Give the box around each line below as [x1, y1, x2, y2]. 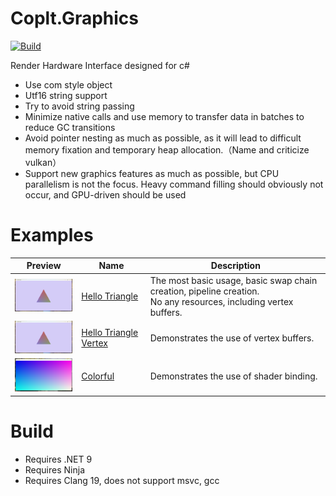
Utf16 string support [24, 89, 108, 101]
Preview [26, 260, 62, 272]
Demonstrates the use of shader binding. [149, 370, 318, 382]
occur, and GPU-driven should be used [24, 188, 187, 201]
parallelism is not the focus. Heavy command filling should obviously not [24, 178, 324, 190]
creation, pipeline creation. [149, 285, 260, 297]
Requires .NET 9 [24, 453, 93, 465]
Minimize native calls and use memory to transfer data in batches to [24, 110, 305, 122]
